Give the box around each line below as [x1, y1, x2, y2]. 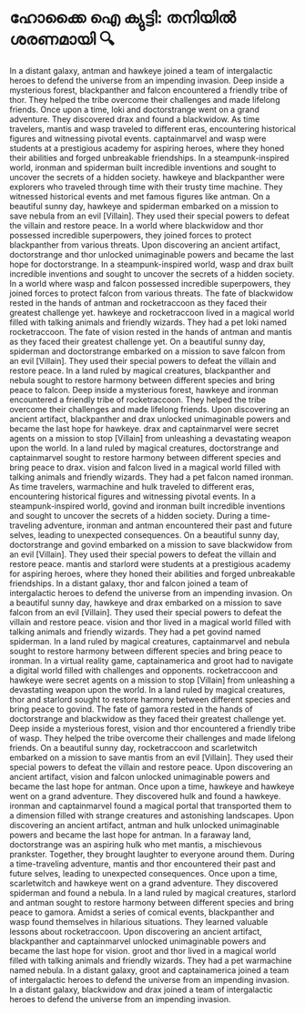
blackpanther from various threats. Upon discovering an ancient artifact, [9, 239, 280, 250]
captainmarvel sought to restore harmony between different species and [9, 451, 281, 462]
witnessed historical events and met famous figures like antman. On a [9, 190, 270, 202]
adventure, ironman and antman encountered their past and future [44, 520, 293, 531]
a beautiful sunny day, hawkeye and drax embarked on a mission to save [9, 597, 282, 608]
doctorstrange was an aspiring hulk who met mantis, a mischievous [9, 838, 262, 849]
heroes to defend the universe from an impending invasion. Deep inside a [9, 75, 285, 86]
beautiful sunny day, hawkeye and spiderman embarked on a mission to [9, 200, 280, 211]
